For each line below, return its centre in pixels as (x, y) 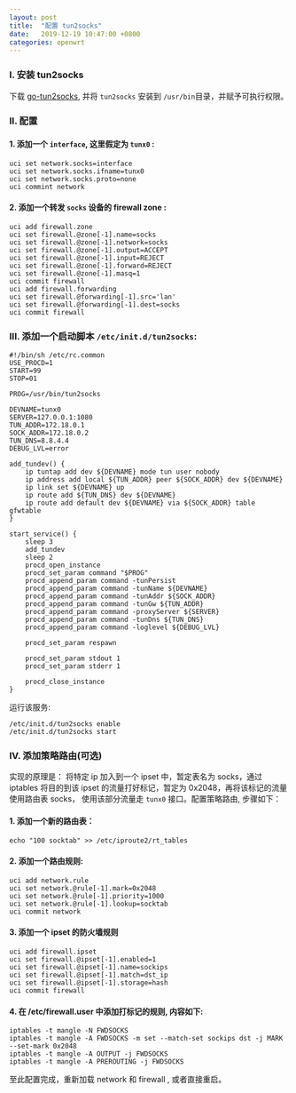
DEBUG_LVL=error (39, 449)
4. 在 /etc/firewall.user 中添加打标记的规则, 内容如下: (106, 1011)
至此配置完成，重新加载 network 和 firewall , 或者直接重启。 (118, 1080)
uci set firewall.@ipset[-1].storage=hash (89, 983)
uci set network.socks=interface (71, 164)
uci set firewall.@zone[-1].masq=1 (75, 273)
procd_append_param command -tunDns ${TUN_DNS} (114, 620)
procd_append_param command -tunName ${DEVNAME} (117, 589)
